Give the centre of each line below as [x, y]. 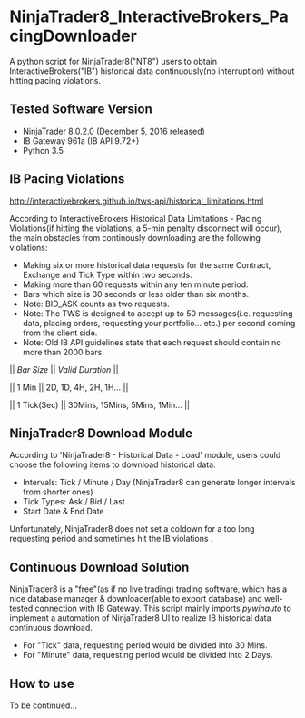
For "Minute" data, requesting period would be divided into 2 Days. [148, 655]
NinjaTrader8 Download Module [101, 433]
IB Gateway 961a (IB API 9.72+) [81, 140]
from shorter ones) [58, 492]
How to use [42, 683]
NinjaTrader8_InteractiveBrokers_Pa [149, 17]
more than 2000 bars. [63, 352]
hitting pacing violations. [55, 80]
